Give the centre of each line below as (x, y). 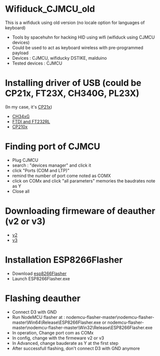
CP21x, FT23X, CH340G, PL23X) (72, 93)
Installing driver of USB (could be (73, 83)
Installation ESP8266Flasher (64, 260)
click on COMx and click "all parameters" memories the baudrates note (84, 181)
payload (20, 53)
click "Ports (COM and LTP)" (41, 170)
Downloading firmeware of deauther (80, 211)
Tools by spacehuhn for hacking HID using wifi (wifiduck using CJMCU (83, 37)
